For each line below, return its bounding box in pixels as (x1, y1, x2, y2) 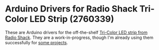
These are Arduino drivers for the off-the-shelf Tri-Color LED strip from (5, 29, 148, 35)
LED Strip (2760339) (29, 13, 114, 25)
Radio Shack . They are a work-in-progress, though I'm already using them (5, 35, 154, 40)
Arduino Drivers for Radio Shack (5, 3, 138, 14)
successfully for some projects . (5, 39, 68, 45)
